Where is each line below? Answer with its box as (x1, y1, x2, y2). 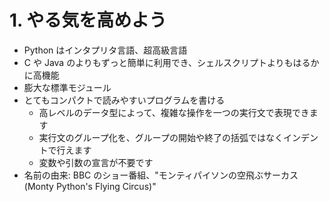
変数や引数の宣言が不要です (38, 156, 154, 168)
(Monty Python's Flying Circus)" (23, 180, 157, 192)
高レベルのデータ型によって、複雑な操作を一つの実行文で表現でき (38, 106, 310, 118)
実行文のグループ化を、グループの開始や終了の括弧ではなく (38, 131, 284, 143)
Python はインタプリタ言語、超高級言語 (23, 44, 188, 56)
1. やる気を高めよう (9, 9, 167, 32)
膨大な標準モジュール (23, 81, 112, 93)
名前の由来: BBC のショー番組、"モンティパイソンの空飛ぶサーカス (23, 169, 299, 181)
